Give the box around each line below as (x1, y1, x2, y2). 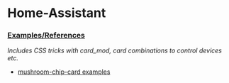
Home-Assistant (7, 5, 106, 21)
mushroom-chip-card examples (17, 67, 111, 76)
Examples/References (7, 31, 85, 40)
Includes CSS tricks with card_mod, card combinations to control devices (7, 46, 222, 55)
